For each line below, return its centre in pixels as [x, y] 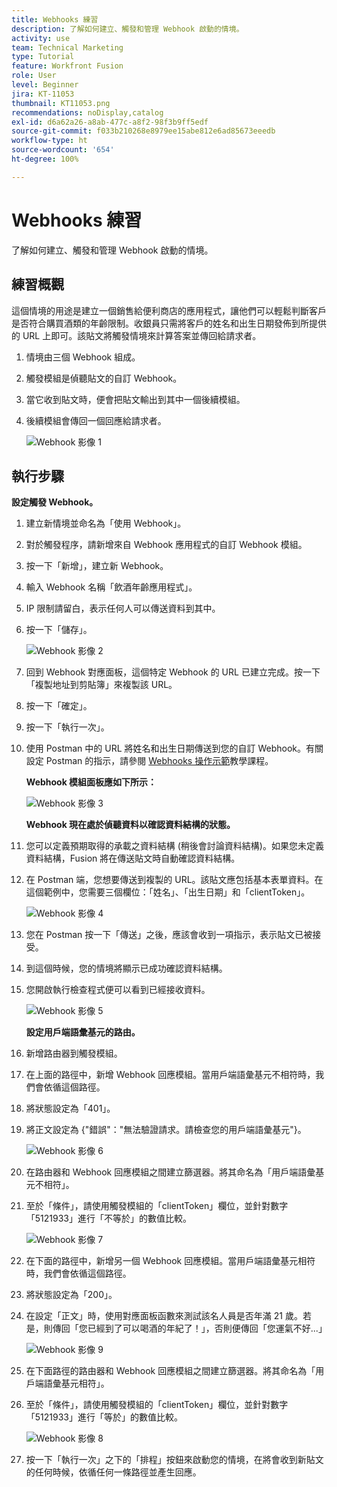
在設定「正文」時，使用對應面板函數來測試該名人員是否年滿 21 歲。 [164, 1316]
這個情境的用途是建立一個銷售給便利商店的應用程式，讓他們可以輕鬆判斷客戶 [169, 310]
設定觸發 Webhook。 [55, 502]
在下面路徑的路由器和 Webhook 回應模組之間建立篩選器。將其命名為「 [170, 1371]
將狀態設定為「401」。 [70, 1108]
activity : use [41, 38]
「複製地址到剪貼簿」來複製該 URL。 [101, 685]
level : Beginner [45, 85]
